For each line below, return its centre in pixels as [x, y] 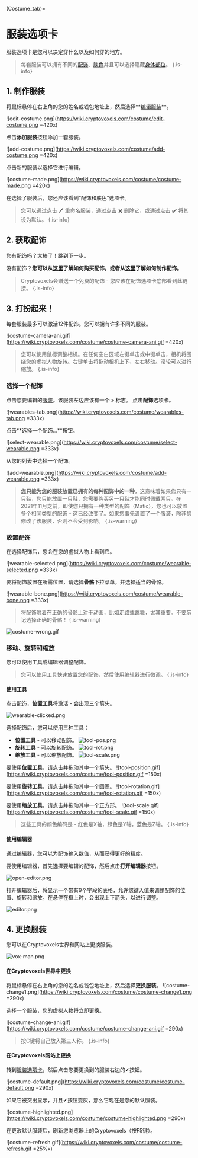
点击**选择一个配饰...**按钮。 [42, 430]
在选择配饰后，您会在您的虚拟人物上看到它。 [61, 551]
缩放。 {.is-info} [40, 369]
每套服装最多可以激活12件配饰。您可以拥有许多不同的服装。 [79, 324]
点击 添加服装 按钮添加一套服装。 [45, 137]
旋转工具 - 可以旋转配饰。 [46, 748]
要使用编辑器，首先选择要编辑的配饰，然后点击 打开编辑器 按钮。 [84, 866]
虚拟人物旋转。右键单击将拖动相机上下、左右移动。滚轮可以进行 [114, 362]
